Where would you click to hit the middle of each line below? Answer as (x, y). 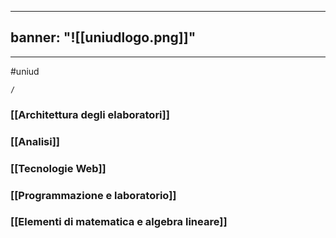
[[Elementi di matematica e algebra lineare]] (119, 222)
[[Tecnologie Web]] (58, 168)
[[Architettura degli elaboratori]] (90, 114)
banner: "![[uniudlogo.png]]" (103, 37)
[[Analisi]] (35, 141)
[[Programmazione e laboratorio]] (93, 195)
